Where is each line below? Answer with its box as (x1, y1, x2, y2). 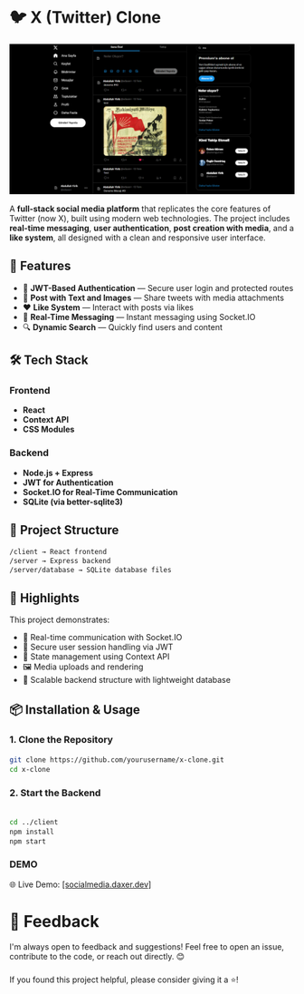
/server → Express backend (9, 557, 111, 566)
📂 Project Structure (9, 522, 119, 538)
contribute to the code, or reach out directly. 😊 (9, 950, 185, 961)
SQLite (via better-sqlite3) (22, 496, 124, 507)
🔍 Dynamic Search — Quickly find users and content (22, 321, 223, 332)
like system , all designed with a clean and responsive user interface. (9, 232, 266, 243)
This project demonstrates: (9, 614, 110, 626)
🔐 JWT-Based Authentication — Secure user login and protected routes (22, 282, 294, 293)
